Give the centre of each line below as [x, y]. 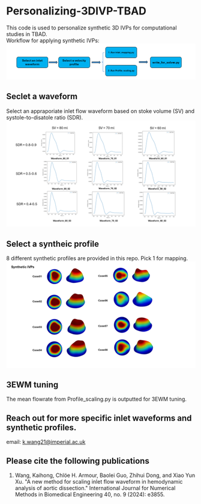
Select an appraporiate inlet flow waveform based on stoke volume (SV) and [100, 111]
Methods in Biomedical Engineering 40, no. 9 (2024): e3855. [90, 494]
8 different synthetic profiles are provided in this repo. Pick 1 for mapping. [97, 258]
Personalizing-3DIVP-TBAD [76, 11]
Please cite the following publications [78, 461]
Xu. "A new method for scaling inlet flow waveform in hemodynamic [99, 481]
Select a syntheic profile [53, 244]
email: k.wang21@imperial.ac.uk [46, 442]
